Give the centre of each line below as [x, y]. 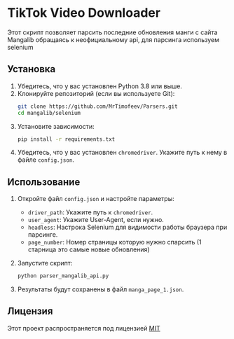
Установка [32, 69]
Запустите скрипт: [45, 263]
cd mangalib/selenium [49, 113]
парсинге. [43, 235]
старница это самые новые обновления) [89, 249]
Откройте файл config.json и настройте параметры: [96, 199]
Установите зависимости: [56, 126]
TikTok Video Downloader [84, 13]
